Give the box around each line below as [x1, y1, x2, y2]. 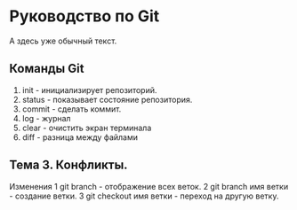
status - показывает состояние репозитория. [21, 94, 193, 105]
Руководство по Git [9, 6, 160, 27]
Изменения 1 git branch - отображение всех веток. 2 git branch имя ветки [9, 181, 289, 191]
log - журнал [21, 113, 71, 123]
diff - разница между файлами [21, 131, 139, 143]
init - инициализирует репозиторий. [21, 84, 157, 95]
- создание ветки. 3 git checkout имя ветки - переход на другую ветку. [9, 191, 279, 201]
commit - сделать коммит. [21, 104, 122, 114]
